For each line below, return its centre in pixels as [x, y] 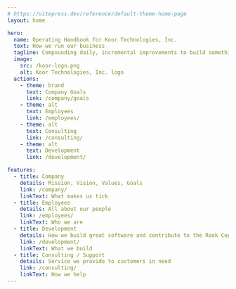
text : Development [53, 151]
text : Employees [50, 112]
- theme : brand [42, 85]
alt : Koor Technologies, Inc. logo [72, 72]
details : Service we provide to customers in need [96, 262]
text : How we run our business [59, 46]
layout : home [26, 20]
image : [23, 59]
